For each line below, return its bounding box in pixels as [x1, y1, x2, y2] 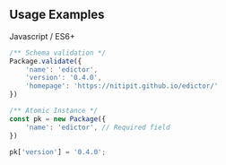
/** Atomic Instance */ [9, 107, 99, 116]
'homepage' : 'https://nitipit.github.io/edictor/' [25, 82, 219, 91]
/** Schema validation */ [9, 48, 106, 57]
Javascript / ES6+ [9, 30, 75, 41]
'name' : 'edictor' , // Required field [25, 123, 170, 132]
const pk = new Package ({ [9, 114, 106, 124]
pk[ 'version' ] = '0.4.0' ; [9, 147, 106, 156]
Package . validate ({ [9, 56, 83, 65]
